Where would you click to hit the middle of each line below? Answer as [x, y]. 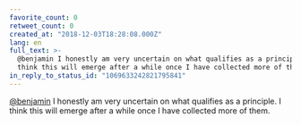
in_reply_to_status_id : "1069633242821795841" [98, 76]
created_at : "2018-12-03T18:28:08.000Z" [86, 34]
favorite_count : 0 [43, 17]
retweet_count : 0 [42, 26]
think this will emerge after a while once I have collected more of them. [140, 110]
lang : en [26, 42]
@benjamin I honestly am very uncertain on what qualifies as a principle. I [146, 101]
